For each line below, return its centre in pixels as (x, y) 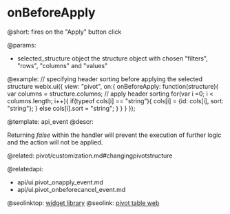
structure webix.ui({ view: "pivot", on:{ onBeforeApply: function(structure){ (113, 86)
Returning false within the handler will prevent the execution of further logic (114, 135)
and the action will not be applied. (55, 142)
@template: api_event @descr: (51, 121)
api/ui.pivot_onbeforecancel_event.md (71, 189)
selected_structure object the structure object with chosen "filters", (112, 58)
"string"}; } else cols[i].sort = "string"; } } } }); (71, 108)
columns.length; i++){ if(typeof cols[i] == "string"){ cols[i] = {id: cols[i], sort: (115, 100)
